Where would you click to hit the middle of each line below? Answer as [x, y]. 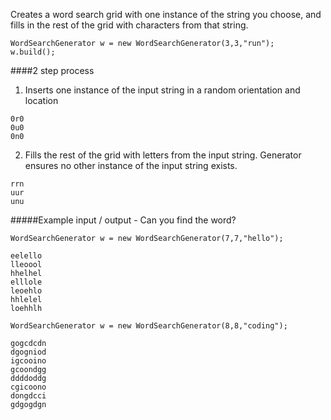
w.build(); [33, 52]
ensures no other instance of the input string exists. [131, 165]
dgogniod [28, 352]
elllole [26, 282]
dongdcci [28, 396]
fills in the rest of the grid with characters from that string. [129, 25]
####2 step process [52, 70]
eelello [26, 256]
